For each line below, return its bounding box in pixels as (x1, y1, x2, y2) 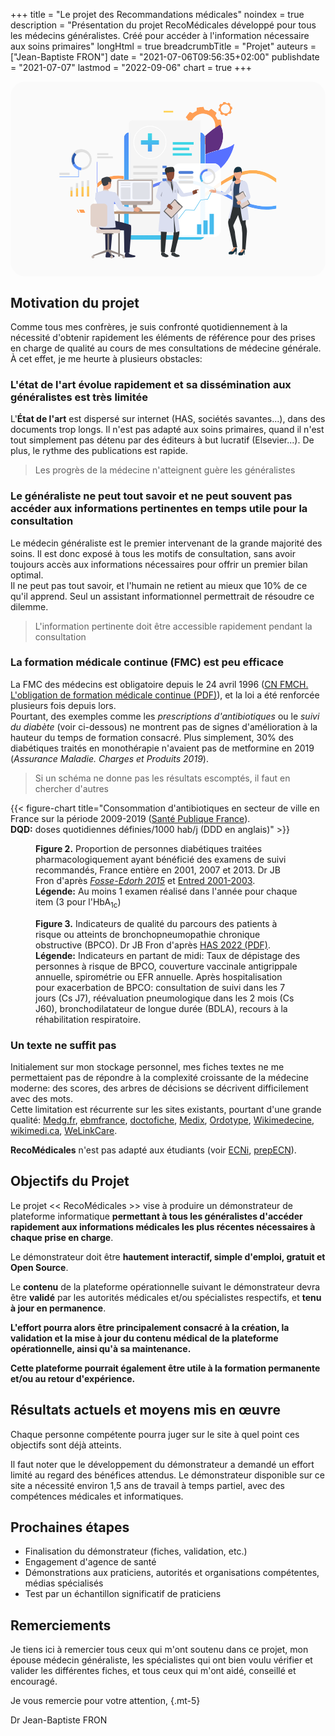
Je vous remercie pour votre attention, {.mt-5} (10, 1695, 201, 1707)
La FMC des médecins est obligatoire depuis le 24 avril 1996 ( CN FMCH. (10, 678, 309, 690)
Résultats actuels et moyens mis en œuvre (10, 1402, 281, 1419)
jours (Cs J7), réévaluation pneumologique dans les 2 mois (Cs (35, 992, 295, 1004)
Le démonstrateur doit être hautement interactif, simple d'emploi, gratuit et (10, 1250, 326, 1263)
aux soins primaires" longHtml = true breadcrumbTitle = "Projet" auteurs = (10, 40, 317, 52)
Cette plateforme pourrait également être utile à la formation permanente (10, 1362, 321, 1374)
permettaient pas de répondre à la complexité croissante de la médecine (10, 1071, 309, 1083)
